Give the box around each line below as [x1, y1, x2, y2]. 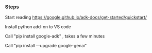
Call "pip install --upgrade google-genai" [5, 43, 87, 49]
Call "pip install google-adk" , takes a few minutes [5, 33, 105, 39]
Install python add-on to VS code [5, 24, 71, 30]
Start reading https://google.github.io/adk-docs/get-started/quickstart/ [5, 15, 147, 20]
